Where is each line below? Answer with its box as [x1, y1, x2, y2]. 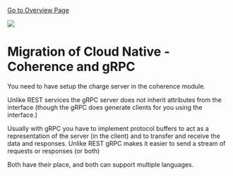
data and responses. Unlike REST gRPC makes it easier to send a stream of [7, 139, 226, 147]
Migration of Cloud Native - [7, 44, 170, 60]
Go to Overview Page [7, 6, 69, 14]
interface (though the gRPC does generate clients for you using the [7, 103, 203, 111]
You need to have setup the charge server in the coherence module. [7, 82, 206, 90]
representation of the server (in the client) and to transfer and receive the [7, 132, 220, 140]
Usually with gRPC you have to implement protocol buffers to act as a [7, 124, 210, 132]
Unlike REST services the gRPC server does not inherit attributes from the [7, 95, 222, 104]
